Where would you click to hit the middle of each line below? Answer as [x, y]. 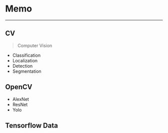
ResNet [20, 104]
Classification [26, 55]
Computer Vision [35, 45]
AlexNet [20, 99]
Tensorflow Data [32, 125]
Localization [25, 60]
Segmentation [27, 71]
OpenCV [19, 87]
